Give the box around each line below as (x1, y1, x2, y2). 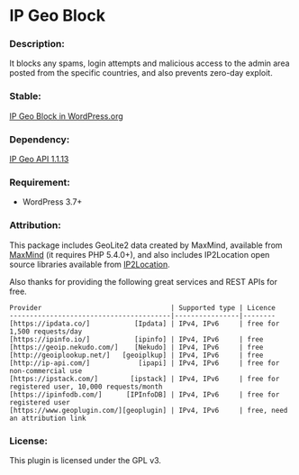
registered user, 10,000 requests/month (9, 382, 164, 391)
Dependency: (9, 132, 70, 145)
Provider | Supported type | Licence (9, 303, 276, 312)
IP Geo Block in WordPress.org (9, 110, 123, 122)
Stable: (9, 90, 42, 103)
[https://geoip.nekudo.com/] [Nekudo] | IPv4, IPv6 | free (9, 343, 264, 352)
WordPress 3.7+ (22, 196, 83, 207)
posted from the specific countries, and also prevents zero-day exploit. (9, 68, 273, 78)
